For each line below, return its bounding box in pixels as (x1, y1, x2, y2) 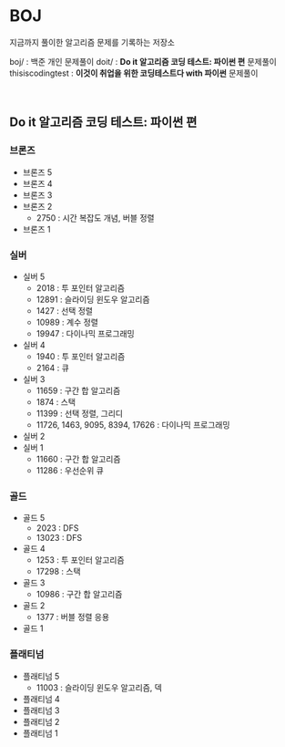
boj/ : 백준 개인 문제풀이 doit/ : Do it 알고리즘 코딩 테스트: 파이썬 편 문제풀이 (9, 56, 278, 67)
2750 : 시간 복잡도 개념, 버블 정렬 (36, 212, 155, 223)
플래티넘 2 (22, 716, 60, 727)
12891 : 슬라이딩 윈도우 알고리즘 (36, 294, 150, 305)
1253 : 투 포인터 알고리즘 (36, 555, 125, 565)
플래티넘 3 (22, 704, 60, 716)
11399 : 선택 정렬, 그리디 (36, 408, 123, 419)
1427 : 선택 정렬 (36, 305, 94, 316)
